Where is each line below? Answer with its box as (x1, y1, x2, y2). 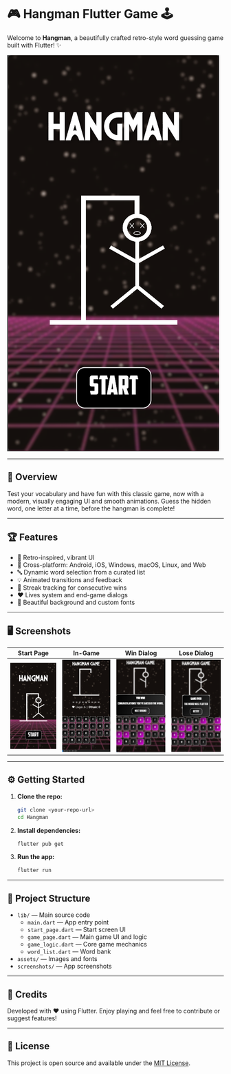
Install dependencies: (16, 826, 81, 834)
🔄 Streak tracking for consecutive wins (16, 584, 127, 592)
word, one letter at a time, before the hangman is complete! (7, 504, 175, 513)
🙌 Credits (7, 989, 48, 1000)
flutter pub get (16, 840, 64, 847)
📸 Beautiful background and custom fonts (16, 598, 135, 606)
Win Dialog (124, 649, 157, 657)
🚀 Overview (7, 471, 58, 483)
